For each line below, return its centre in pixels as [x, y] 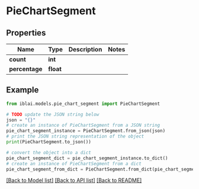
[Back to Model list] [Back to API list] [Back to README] [74, 180]
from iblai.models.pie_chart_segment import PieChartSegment [83, 104]
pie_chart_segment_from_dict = [45, 169]
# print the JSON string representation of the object [75, 137]
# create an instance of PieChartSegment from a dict [74, 164]
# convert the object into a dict [49, 152]
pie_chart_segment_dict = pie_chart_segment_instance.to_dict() [87, 158]
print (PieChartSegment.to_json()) [49, 142]
